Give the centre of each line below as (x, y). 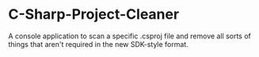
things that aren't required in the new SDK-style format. (98, 44)
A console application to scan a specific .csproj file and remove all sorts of (130, 36)
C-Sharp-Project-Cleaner (94, 14)
